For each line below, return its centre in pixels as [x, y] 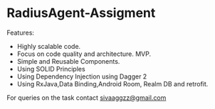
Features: [21, 33]
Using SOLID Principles [51, 69]
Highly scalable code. [49, 46]
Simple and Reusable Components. [68, 61]
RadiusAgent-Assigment [81, 13]
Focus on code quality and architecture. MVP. [84, 54]
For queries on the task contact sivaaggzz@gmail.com [86, 98]
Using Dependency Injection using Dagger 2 [82, 76]
